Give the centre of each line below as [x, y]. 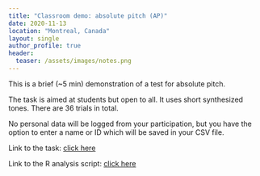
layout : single [34, 38]
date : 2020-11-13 [38, 23]
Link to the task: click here [52, 148]
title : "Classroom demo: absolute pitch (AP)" [88, 16]
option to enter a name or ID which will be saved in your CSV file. [116, 132]
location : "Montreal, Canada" [59, 31]
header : [21, 53]
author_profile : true [45, 46]
